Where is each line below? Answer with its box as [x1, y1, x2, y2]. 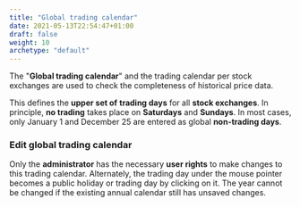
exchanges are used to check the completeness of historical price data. [9, 80, 274, 91]
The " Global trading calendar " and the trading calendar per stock [9, 70, 253, 81]
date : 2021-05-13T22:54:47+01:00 [9, 21, 134, 30]
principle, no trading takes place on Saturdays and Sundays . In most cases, [9, 107, 292, 118]
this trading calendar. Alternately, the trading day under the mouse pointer [9, 169, 283, 179]
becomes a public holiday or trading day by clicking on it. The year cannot [9, 178, 283, 188]
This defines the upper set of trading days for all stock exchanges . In [9, 97, 269, 108]
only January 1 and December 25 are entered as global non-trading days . [9, 117, 282, 128]
